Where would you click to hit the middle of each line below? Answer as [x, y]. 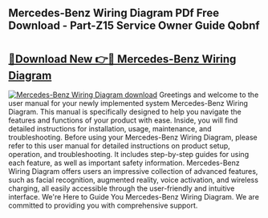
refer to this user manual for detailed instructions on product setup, [119, 146]
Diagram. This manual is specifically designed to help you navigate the [125, 112]
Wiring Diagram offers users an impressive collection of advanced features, [133, 171]
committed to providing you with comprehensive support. [103, 205]
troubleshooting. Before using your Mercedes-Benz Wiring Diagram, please [133, 137]
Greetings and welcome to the [209, 95]
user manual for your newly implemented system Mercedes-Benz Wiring [128, 103]
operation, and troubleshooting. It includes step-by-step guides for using [129, 154]
